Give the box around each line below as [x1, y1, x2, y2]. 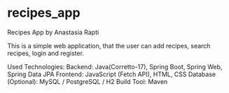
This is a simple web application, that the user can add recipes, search [7, 41, 211, 50]
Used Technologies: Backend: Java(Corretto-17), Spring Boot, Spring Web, [7, 62, 223, 71]
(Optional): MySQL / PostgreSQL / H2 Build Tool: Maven [7, 77, 168, 85]
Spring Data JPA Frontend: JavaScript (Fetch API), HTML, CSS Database [7, 70, 216, 78]
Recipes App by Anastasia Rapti [7, 28, 99, 36]
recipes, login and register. [7, 49, 84, 57]
